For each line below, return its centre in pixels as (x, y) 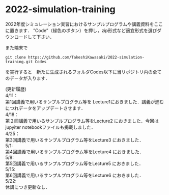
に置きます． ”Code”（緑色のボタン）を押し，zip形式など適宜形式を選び (81, 30)
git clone (16, 57)
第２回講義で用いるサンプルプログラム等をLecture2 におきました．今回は (82, 121)
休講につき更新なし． (27, 187)
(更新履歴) (16, 89)
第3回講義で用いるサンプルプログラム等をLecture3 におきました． (75, 140)
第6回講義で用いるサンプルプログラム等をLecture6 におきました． (75, 175)
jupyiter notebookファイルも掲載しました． (50, 127)
